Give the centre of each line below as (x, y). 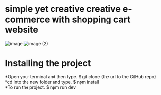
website (22, 30)
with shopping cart (91, 19)
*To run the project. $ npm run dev (40, 87)
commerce (27, 19)
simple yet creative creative (63, 9)
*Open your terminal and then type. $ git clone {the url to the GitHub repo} (80, 76)
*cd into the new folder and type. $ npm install (52, 82)
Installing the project (48, 63)
